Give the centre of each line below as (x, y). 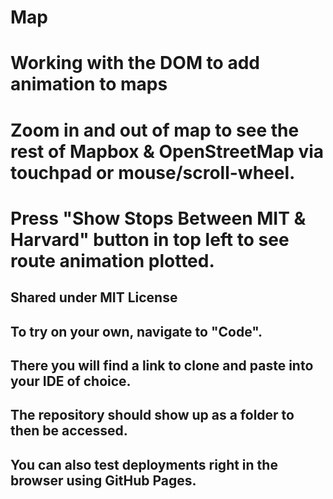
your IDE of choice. (71, 381)
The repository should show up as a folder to (152, 415)
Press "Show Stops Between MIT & (158, 218)
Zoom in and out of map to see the (155, 130)
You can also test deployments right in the (144, 464)
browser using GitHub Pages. (103, 480)
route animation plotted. (112, 260)
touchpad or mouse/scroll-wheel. (153, 172)
